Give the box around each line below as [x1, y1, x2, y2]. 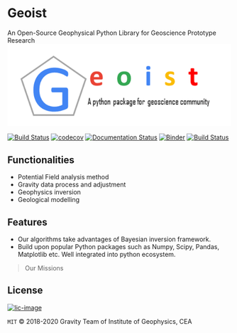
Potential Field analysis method [17, 173, 109, 181]
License [7, 285, 43, 297]
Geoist [7, 5, 48, 21]
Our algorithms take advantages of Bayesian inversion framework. [17, 235, 211, 243]
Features [7, 216, 48, 228]
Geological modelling [17, 196, 80, 204]
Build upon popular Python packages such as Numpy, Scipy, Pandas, [17, 242, 220, 250]
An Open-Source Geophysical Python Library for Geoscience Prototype [7, 28, 216, 37]
